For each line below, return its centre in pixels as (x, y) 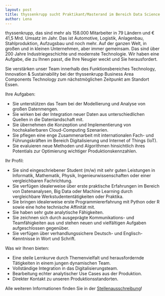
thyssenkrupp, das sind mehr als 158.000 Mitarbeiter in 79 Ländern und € (80, 33)
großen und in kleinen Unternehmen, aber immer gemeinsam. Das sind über (82, 49)
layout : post (19, 10)
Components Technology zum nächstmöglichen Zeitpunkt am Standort (77, 79)
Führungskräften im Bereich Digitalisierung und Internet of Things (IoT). (85, 141)
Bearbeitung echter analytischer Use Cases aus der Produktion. (77, 274)
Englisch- (133, 234)
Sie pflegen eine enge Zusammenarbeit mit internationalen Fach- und (83, 135)
